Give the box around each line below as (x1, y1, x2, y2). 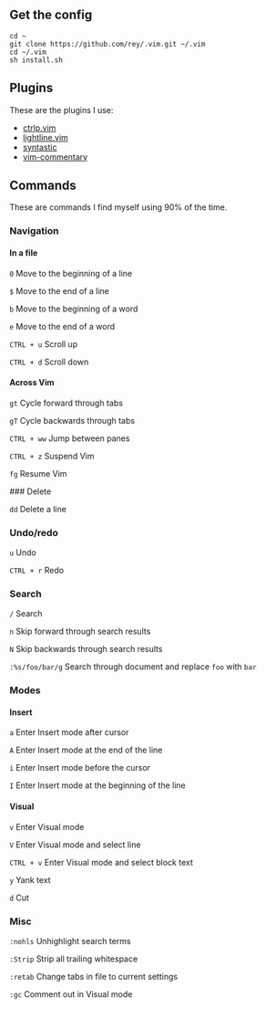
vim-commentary (22, 151, 88, 163)
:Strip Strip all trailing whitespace (9, 953, 138, 964)
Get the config (9, 7, 93, 23)
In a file (9, 247, 38, 258)
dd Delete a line (9, 503, 66, 514)
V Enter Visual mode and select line (9, 839, 141, 850)
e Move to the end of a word (9, 321, 116, 331)
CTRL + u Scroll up (9, 338, 78, 350)
